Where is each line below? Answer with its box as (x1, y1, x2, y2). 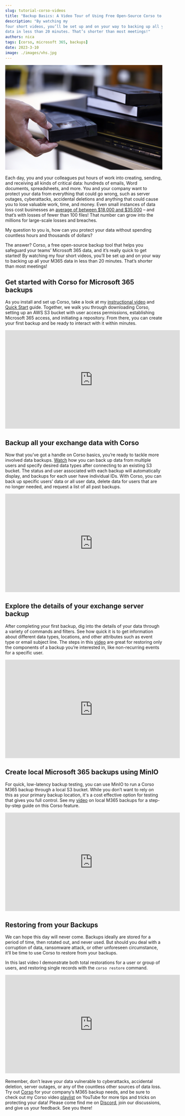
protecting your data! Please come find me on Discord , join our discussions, (5, 1099, 161, 1105)
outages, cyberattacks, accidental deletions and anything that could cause (5, 196, 159, 202)
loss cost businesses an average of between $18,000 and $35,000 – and (5, 207, 155, 213)
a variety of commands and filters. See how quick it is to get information (5, 628, 154, 634)
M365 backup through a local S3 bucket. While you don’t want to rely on (5, 786, 154, 792)
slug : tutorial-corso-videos (5, 8, 66, 13)
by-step (5, 802, 21, 808)
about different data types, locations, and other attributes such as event (5, 633, 153, 640)
